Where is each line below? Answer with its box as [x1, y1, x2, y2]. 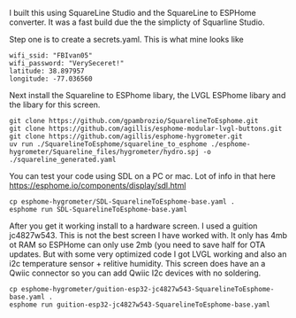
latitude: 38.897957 [9, 66, 86, 75]
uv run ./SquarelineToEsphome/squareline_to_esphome [9, 140, 208, 149]
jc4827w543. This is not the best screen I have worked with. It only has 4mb [9, 230, 288, 240]
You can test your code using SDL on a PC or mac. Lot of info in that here [9, 171, 276, 181]
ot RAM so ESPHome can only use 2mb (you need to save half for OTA [9, 239, 266, 250]
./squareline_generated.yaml [9, 155, 117, 164]
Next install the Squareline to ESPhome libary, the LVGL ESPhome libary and [9, 90, 286, 100]
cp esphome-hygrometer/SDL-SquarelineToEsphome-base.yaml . [9, 198, 236, 206]
